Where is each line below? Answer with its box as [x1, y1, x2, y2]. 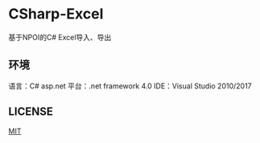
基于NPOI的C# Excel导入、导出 [8, 32, 112, 42]
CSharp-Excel [8, 5, 104, 23]
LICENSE [8, 105, 54, 119]
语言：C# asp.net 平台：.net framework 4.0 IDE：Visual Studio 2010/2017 [8, 81, 252, 91]
